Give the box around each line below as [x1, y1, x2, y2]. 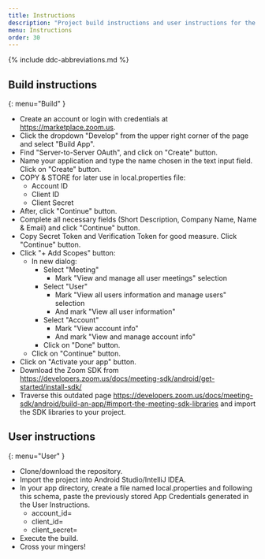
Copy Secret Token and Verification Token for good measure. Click [19, 232, 237, 241]
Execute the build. [19, 533, 79, 542]
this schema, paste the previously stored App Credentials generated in [19, 491, 249, 501]
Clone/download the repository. [19, 466, 123, 475]
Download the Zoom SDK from [19, 366, 120, 375]
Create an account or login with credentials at [19, 114, 168, 124]
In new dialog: [31, 257, 77, 266]
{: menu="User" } [8, 451, 65, 460]
